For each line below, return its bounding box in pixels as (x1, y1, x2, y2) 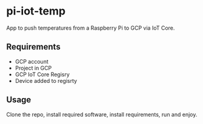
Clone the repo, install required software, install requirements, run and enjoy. (6, 111, 198, 118)
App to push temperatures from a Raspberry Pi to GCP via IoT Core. (6, 24, 175, 31)
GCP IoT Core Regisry (15, 71, 70, 78)
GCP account (15, 57, 48, 65)
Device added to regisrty (15, 77, 78, 84)
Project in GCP (15, 64, 52, 71)
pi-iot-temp (6, 4, 65, 18)
